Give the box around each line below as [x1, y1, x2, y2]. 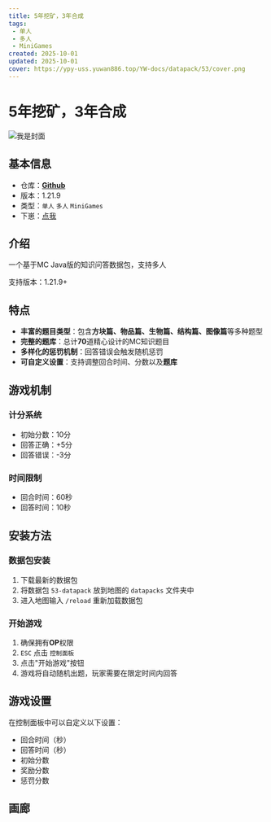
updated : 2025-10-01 [8, 58, 79, 66]
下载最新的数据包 [20, 575, 78, 584]
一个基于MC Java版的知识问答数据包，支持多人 [8, 260, 167, 269]
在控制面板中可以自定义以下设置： [8, 717, 123, 727]
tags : [8, 20, 27, 28]
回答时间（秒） [20, 745, 71, 754]
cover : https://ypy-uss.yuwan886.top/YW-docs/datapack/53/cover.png [8, 65, 246, 73]
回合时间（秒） [20, 734, 71, 745]
